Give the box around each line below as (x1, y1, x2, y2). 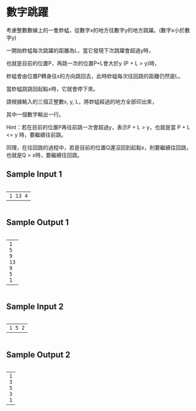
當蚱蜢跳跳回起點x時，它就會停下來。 (6, 85, 99, 92)
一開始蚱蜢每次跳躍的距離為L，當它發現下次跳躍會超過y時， (6, 46, 154, 54)
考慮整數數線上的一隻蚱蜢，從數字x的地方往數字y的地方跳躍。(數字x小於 (6, 26, 185, 34)
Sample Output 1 (6, 217, 69, 227)
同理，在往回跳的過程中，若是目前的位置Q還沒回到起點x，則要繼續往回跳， (6, 144, 192, 151)
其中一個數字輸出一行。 (6, 111, 64, 118)
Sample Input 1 (6, 169, 62, 179)
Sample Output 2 (6, 350, 71, 360)
